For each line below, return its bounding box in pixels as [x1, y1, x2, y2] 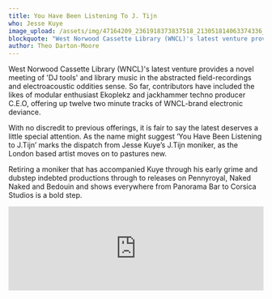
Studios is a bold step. [8, 190, 83, 200]
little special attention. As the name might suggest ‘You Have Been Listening [8, 131, 262, 142]
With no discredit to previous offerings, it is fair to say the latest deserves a [8, 123, 259, 133]
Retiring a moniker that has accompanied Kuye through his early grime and [8, 164, 258, 174]
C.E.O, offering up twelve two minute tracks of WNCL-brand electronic [8, 99, 244, 109]
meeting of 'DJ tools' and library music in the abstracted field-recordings [8, 73, 253, 83]
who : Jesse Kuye [8, 19, 63, 28]
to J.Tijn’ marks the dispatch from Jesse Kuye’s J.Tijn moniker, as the [8, 140, 239, 150]
